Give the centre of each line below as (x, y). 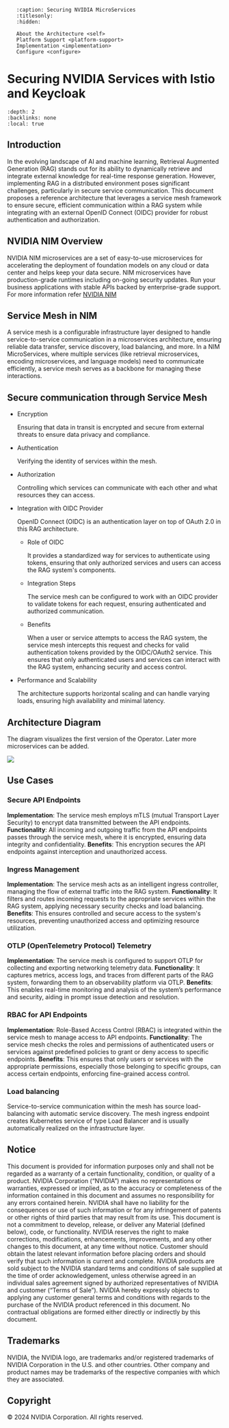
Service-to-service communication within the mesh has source (96, 1106)
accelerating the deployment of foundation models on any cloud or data (108, 265)
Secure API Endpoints (44, 800)
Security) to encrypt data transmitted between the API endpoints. (99, 822)
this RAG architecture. (48, 529)
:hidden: (28, 22)
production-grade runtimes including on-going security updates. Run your (111, 279)
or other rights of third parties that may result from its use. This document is (114, 1217)
